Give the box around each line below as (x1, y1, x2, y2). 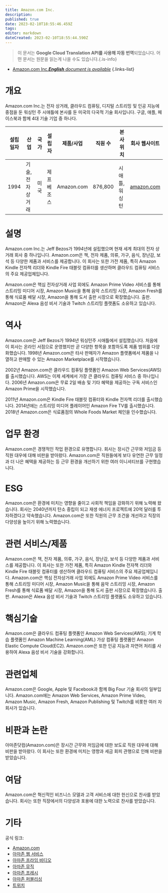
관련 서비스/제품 (5, 538, 67, 549)
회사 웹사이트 (130, 140, 160, 147)
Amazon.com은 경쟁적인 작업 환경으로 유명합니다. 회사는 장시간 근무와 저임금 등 (5, 445, 161, 452)
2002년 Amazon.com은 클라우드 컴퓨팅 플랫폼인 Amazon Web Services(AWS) (5, 367, 161, 373)
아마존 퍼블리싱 (12, 876, 42, 882)
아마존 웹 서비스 (12, 851, 43, 857)
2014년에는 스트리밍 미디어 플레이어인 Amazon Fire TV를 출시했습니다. (15, 402, 155, 408)
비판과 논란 (5, 724, 48, 736)
